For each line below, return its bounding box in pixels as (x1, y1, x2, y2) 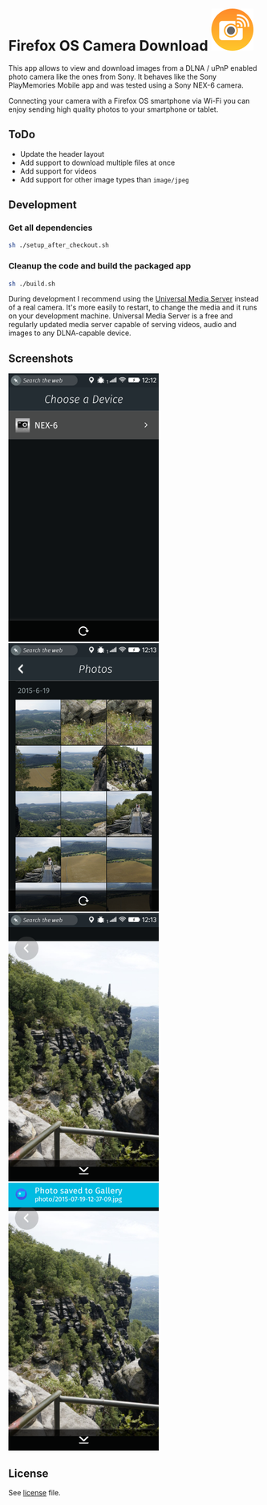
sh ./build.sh (8, 280, 56, 288)
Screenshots (8, 351, 74, 365)
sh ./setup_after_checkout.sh (8, 241, 110, 249)
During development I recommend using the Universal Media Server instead (8, 294, 259, 304)
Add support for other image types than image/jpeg (19, 174, 190, 184)
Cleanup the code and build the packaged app (8, 260, 192, 272)
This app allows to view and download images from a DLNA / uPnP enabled (8, 63, 257, 72)
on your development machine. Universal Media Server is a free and (8, 311, 233, 321)
